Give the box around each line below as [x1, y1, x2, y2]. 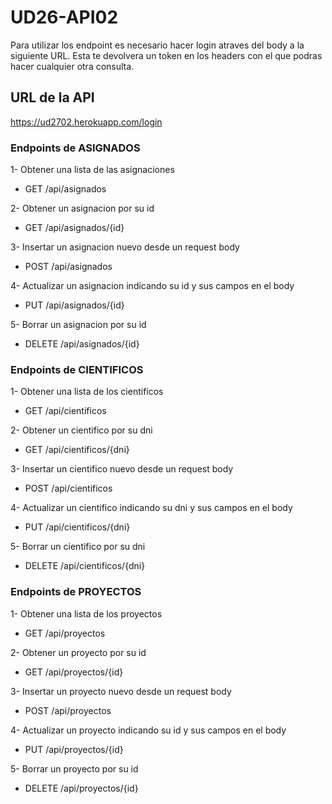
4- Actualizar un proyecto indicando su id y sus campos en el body [10, 724, 287, 736]
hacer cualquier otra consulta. [10, 60, 135, 72]
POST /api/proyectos [24, 704, 112, 716]
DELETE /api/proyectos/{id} [24, 782, 139, 794]
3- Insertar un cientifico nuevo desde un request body [10, 463, 234, 475]
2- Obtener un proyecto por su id [10, 646, 147, 658]
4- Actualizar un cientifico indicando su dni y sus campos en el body [10, 502, 293, 514]
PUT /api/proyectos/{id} [24, 743, 124, 755]
